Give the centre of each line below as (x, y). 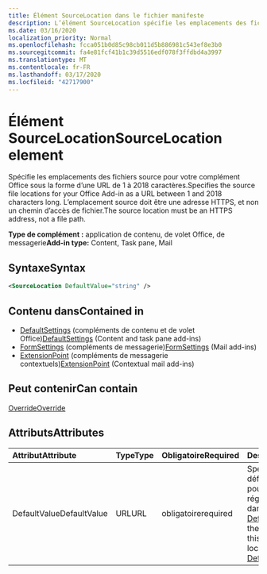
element (36, 155)
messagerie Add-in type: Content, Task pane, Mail (91, 243)
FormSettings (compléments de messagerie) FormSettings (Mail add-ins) (138, 347)
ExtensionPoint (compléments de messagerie (94, 355)
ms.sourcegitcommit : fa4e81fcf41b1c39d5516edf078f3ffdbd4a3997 (115, 52)
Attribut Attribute (44, 455)
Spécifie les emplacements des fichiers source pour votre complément (124, 177)
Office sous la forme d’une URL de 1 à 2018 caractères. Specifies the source (132, 185)
